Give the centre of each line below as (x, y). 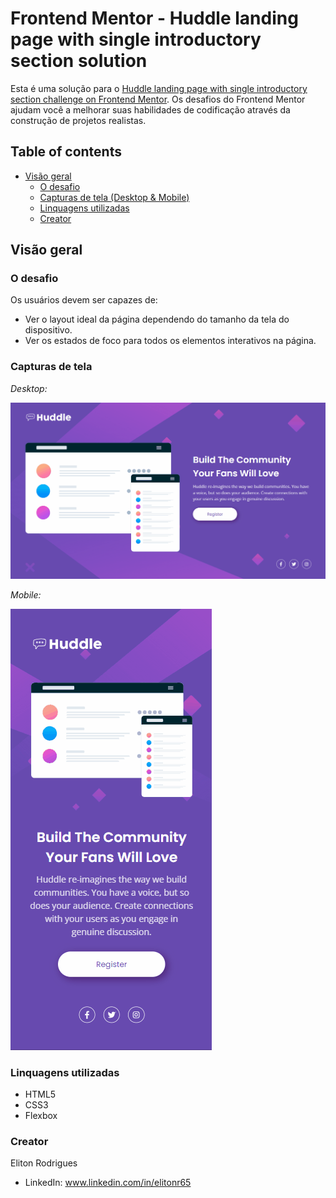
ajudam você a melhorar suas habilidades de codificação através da (150, 109)
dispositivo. (48, 330)
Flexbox (41, 1116)
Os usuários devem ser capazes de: (84, 300)
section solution (79, 61)
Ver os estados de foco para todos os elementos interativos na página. (170, 341)
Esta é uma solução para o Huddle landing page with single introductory (159, 88)
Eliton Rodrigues (44, 1163)
